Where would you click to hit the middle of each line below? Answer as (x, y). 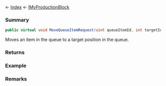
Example (16, 66)
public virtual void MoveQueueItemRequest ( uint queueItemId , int (74, 30)
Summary (17, 20)
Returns (15, 52)
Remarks (16, 79)
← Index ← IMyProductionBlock (37, 7)
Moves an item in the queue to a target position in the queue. (67, 40)
